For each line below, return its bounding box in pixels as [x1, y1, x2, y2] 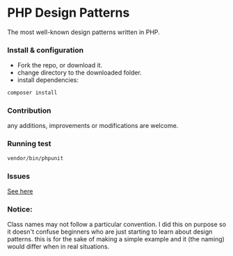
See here [7, 186, 33, 195]
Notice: [7, 204, 33, 214]
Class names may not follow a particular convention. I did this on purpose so [7, 221, 227, 229]
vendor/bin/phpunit [7, 154, 64, 161]
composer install [7, 89, 58, 97]
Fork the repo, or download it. [17, 61, 103, 70]
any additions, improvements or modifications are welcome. [7, 122, 179, 130]
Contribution [7, 106, 51, 115]
